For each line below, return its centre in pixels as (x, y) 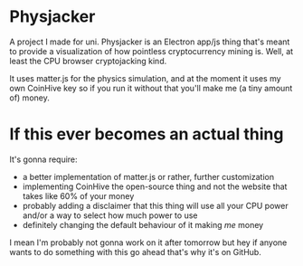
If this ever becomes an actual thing (147, 134)
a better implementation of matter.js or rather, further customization (148, 176)
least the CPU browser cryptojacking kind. (88, 61)
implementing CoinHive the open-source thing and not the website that (155, 186)
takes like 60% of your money (78, 195)
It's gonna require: (44, 159)
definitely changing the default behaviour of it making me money (143, 224)
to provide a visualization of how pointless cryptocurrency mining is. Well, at (151, 51)
